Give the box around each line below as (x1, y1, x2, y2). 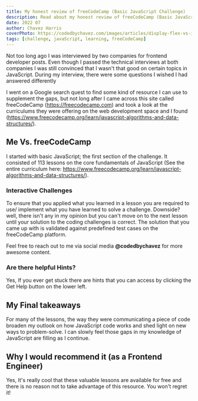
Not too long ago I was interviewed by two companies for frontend (6, 52, 167, 59)
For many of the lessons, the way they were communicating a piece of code (6, 316, 190, 323)
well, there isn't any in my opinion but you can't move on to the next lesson (6, 212, 188, 219)
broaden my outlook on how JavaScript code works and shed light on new (6, 322, 187, 329)
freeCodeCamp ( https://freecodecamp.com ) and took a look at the (6, 101, 168, 108)
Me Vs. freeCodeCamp (6, 137, 91, 147)
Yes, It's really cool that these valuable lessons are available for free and (6, 377, 181, 384)
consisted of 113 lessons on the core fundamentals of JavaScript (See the (6, 159, 185, 166)
